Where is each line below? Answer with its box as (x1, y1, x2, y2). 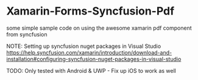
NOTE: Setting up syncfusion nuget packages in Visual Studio (6, 42, 161, 50)
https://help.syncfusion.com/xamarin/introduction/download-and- (6, 48, 172, 56)
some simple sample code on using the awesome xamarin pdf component (6, 24, 192, 32)
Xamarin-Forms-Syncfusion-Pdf (6, 4, 175, 18)
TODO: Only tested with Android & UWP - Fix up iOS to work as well (6, 67, 177, 74)
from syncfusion (6, 30, 48, 38)
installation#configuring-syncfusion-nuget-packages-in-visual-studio (6, 55, 182, 62)
